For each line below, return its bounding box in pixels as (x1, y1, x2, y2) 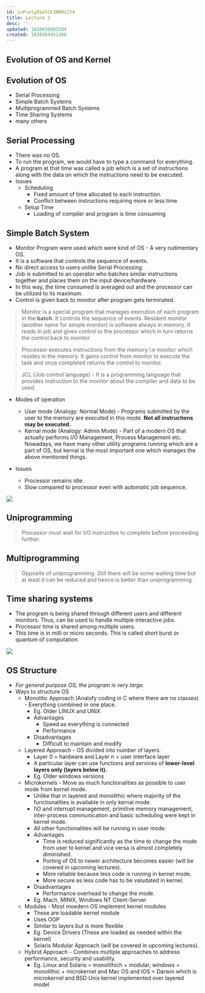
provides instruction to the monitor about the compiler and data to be (21, 377, 196, 385)
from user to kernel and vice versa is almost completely (42, 844, 183, 851)
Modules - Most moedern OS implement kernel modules (24, 903, 166, 910)
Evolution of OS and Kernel (6, 55, 111, 65)
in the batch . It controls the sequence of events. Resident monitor (21, 314, 188, 322)
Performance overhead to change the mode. (42, 889, 155, 897)
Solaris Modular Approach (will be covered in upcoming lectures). (33, 942, 199, 950)
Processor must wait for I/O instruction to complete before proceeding (21, 529, 199, 536)
